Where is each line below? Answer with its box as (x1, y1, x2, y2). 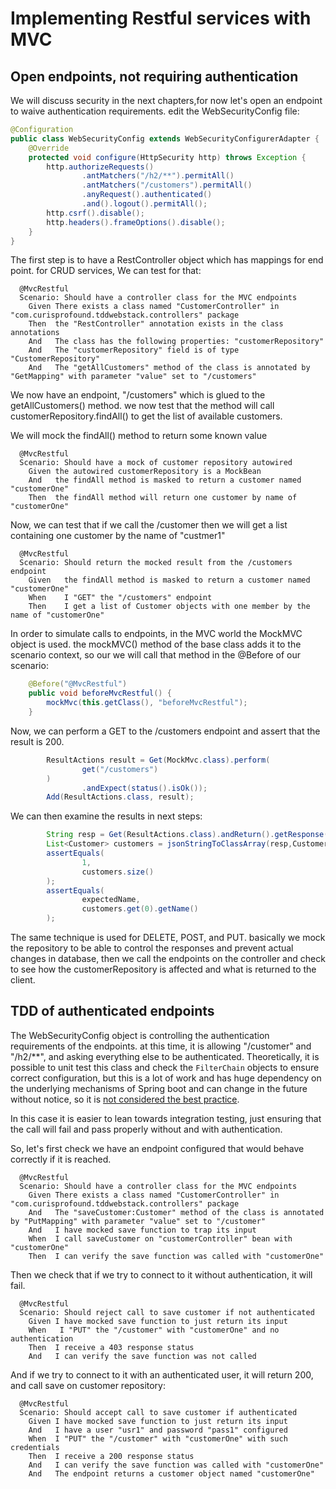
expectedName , (81, 895, 141, 905)
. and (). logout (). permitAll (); (81, 199, 208, 209)
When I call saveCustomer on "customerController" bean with (28, 1233, 293, 1244)
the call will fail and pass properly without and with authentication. (10, 1123, 283, 1135)
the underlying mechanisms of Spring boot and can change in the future (10, 1082, 308, 1094)
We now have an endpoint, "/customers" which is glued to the (10, 389, 266, 401)
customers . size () (81, 867, 155, 877)
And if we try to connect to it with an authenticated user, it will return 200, (10, 1368, 314, 1381)
